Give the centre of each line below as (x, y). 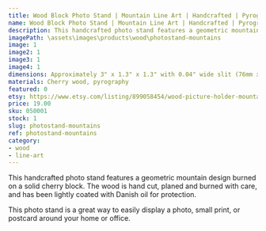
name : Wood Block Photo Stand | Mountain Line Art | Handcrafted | (122, 23)
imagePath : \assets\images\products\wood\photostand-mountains (115, 38)
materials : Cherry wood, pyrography (68, 81)
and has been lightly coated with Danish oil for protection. (102, 195)
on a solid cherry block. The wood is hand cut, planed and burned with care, (133, 186)
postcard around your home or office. (69, 218)
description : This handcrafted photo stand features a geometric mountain (134, 30)
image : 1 (23, 45)
